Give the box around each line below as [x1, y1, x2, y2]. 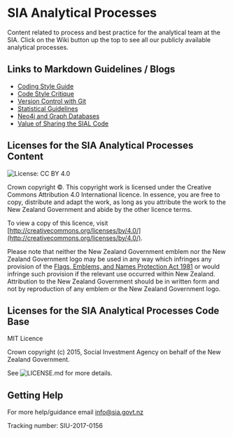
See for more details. [7, 369, 113, 377]
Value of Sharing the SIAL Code [17, 119, 109, 128]
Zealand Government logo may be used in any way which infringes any [7, 255, 212, 263]
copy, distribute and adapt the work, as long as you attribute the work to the [7, 198, 226, 206]
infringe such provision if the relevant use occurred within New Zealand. [7, 269, 216, 278]
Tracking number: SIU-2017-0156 [7, 422, 104, 430]
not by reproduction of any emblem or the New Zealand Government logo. [7, 284, 221, 293]
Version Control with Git [17, 97, 86, 105]
